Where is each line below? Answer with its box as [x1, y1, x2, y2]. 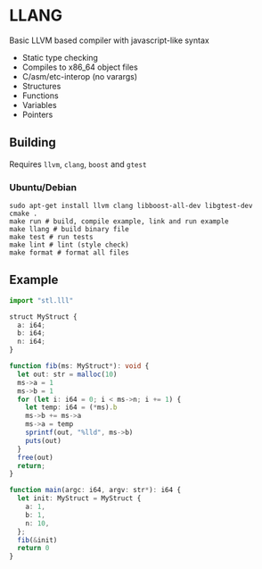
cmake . [9, 209, 38, 219]
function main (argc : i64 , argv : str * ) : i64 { [9, 486, 181, 495]
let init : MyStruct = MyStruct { [17, 494, 142, 503]
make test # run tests [9, 233, 94, 242]
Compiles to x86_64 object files [21, 62, 138, 72]
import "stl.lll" [9, 296, 74, 305]
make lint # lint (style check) [9, 240, 129, 250]
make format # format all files [9, 248, 129, 257]
